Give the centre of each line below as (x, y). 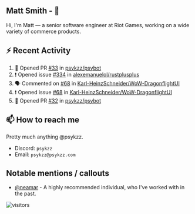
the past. (25, 194)
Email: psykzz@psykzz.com (45, 154)
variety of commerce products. (43, 31)
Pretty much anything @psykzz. (45, 137)
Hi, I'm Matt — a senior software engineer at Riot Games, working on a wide (98, 25)
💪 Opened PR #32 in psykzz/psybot (58, 100)
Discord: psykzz (33, 149)
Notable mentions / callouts (58, 173)
